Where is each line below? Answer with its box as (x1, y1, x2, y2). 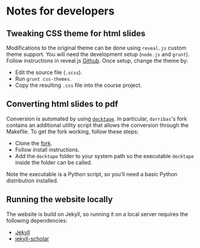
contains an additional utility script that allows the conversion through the (6, 121, 189, 129)
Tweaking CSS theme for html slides (6, 28, 146, 39)
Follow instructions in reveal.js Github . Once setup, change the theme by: (6, 57, 189, 64)
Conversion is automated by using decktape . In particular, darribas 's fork (6, 115, 187, 122)
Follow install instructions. (15, 146, 80, 153)
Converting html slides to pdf (6, 99, 118, 109)
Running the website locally (6, 194, 113, 205)
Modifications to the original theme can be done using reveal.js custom (6, 44, 187, 51)
